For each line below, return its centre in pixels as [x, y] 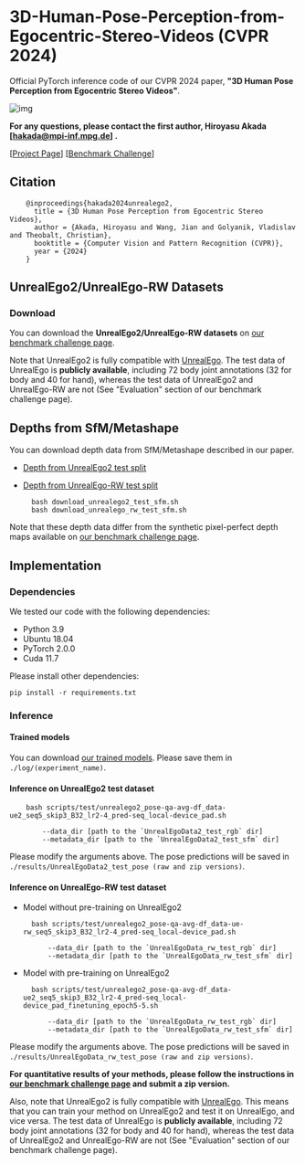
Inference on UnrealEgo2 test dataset [82, 788]
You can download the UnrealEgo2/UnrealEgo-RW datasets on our [137, 333]
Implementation [56, 565]
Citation [33, 182]
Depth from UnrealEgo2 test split [84, 468]
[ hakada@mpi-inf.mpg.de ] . [64, 135]
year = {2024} [61, 251]
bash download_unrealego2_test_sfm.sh [105, 503]
